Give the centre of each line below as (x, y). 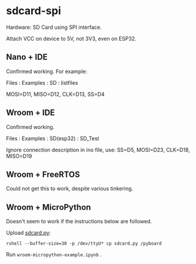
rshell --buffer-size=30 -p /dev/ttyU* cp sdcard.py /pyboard (84, 244)
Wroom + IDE (31, 113)
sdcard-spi (34, 11)
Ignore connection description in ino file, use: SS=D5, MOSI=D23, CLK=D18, (98, 150)
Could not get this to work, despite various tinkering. (70, 189)
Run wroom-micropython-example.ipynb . (54, 255)
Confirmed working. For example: (46, 71)
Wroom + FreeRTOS (43, 174)
